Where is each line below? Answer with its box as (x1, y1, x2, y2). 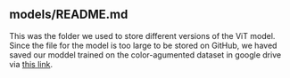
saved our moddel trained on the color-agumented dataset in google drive (9, 49, 282, 60)
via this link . (9, 58, 54, 69)
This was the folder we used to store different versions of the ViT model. (9, 30, 276, 41)
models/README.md (9, 7, 128, 22)
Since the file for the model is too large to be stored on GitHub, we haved (9, 40, 278, 51)
